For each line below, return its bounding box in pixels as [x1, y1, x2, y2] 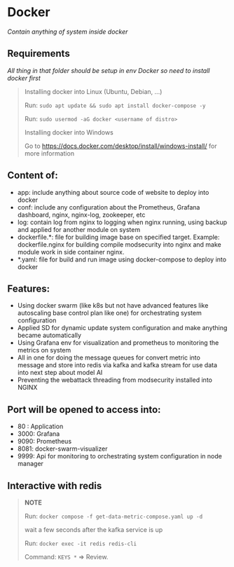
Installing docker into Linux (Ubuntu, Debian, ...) [24, 87, 163, 95]
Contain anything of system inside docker [7, 27, 128, 36]
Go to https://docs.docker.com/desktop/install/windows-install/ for [24, 142, 217, 150]
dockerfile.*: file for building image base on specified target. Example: [17, 233, 220, 241]
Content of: [7, 170, 58, 182]
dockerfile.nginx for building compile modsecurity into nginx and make [17, 240, 222, 249]
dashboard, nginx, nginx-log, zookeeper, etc [17, 210, 146, 219]
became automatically [17, 331, 82, 340]
